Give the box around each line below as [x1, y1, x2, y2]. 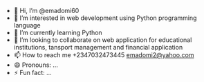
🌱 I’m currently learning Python [13, 28, 102, 37]
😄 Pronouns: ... [13, 61, 59, 69]
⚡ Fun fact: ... [13, 69, 52, 76]
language [13, 21, 41, 29]
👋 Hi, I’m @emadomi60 [13, 7, 80, 14]
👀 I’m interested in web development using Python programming [13, 14, 197, 22]
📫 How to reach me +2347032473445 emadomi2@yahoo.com [13, 51, 194, 59]
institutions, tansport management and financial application [13, 43, 183, 51]
